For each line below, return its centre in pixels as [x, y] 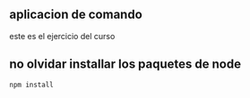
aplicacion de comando [76, 15]
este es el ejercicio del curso [62, 36]
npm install [31, 85]
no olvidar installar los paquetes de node [125, 65]
